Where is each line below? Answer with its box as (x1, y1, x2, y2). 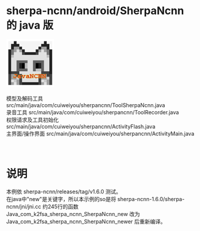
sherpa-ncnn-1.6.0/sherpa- (117, 195, 185, 202)
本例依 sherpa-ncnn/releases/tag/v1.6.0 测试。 (6, 188, 122, 195)
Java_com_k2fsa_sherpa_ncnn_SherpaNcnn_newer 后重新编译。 (6, 218, 166, 225)
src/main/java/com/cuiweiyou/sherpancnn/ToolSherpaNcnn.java (6, 101, 166, 108)
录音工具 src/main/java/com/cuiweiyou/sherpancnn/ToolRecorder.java (6, 108, 180, 115)
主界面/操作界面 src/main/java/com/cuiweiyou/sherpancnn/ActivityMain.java (6, 130, 195, 137)
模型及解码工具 (6, 95, 43, 102)
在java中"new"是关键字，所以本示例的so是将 (6, 195, 117, 202)
